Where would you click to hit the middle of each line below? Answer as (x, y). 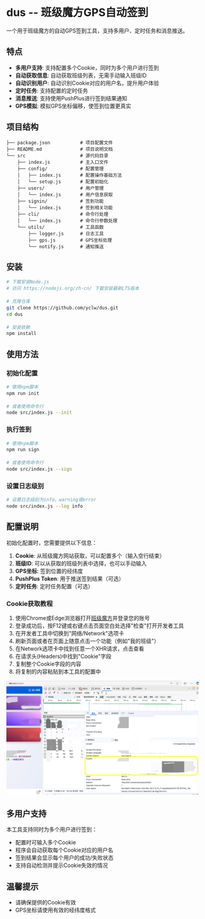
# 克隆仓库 (18, 301)
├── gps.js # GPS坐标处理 (70, 240)
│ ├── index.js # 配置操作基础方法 (70, 175)
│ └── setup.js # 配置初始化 (63, 182)
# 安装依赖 (18, 327)
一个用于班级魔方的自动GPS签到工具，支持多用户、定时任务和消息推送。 (97, 31)
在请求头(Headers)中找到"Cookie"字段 (63, 656)
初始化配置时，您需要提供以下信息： (52, 542)
